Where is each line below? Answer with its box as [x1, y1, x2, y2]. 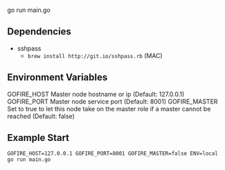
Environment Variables [7, 72, 108, 84]
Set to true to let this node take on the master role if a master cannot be [7, 104, 211, 113]
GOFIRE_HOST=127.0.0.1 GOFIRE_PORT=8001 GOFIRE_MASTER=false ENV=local [7, 150, 218, 158]
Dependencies [7, 26, 71, 37]
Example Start [7, 132, 70, 144]
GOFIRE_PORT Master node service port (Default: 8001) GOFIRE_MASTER [7, 97, 218, 106]
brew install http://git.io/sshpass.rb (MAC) [27, 51, 163, 59]
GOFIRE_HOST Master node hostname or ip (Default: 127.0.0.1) [7, 90, 185, 98]
